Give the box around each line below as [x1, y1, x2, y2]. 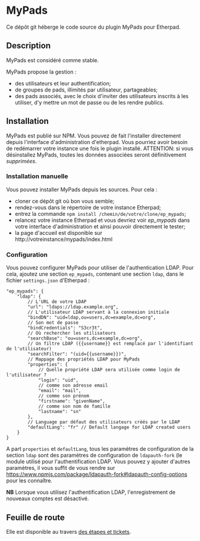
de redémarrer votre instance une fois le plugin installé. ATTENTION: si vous [6, 145, 194, 152]
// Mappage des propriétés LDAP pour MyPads [27, 356, 140, 362]
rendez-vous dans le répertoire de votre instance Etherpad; [14, 204, 161, 211]
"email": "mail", [38, 388, 82, 394]
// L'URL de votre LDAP [27, 299, 87, 305]
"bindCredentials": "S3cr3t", [27, 325, 103, 331]
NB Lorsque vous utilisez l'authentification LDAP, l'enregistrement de [6, 488, 176, 496]
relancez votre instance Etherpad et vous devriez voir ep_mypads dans [14, 216, 190, 224]
